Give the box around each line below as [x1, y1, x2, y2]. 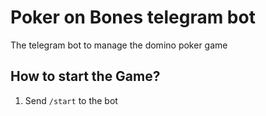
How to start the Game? [10, 68, 161, 85]
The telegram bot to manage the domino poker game [10, 39, 228, 51]
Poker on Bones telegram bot [10, 6, 256, 29]
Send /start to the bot [24, 94, 118, 106]
